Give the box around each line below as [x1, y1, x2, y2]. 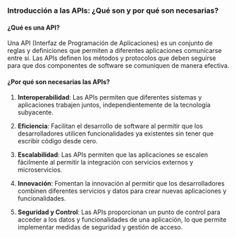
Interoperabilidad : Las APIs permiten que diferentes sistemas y [17, 93, 202, 102]
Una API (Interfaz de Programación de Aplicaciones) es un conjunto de [7, 39, 213, 47]
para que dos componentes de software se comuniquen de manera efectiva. [7, 61, 230, 70]
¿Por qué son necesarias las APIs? [7, 77, 111, 86]
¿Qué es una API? [7, 23, 60, 32]
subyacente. [17, 108, 54, 117]
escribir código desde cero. [17, 137, 99, 145]
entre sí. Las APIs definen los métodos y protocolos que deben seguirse [7, 54, 216, 62]
